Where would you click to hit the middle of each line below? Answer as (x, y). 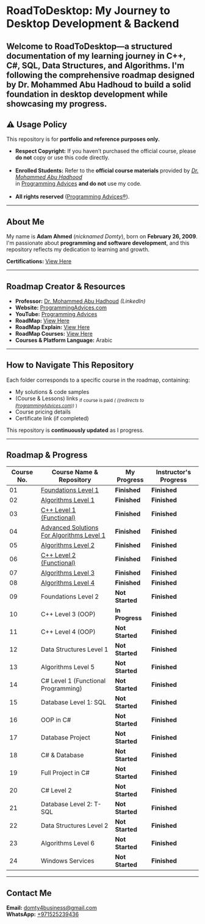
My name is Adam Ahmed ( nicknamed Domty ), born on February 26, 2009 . (102, 237)
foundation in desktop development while (87, 94)
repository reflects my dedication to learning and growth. (78, 249)
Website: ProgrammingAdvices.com (61, 308)
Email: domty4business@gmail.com (52, 908)
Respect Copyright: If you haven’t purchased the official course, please (106, 151)
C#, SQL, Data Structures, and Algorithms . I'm (95, 65)
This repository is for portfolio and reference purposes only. (83, 139)
